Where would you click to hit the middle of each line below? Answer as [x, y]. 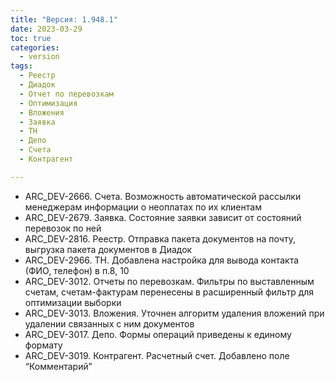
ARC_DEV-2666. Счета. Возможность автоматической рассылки [163, 196]
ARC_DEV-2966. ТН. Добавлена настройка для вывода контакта [162, 260]
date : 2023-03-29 [46, 29]
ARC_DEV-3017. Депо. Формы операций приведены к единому [158, 334]
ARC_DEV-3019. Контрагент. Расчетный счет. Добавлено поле [157, 355]
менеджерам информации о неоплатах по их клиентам [143, 207]
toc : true [31, 38]
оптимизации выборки [73, 302]
